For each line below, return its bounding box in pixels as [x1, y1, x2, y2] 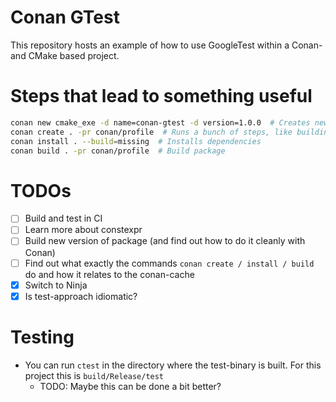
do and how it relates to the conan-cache [24, 268, 195, 280]
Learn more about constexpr [24, 224, 143, 236]
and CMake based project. [10, 49, 120, 61]
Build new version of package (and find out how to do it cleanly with [24, 235, 306, 247]
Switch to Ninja [24, 279, 88, 291]
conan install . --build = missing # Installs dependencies [10, 136, 262, 146]
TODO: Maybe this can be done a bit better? [39, 380, 222, 392]
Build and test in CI [24, 212, 103, 225]
